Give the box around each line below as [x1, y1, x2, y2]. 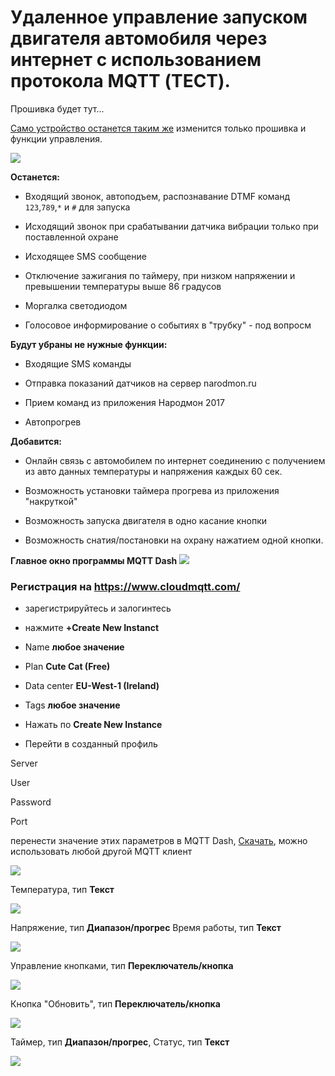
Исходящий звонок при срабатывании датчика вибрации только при [24, 220, 319, 232]
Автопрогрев [24, 416, 82, 428]
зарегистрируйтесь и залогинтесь [24, 602, 172, 615]
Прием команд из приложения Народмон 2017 [24, 396, 225, 408]
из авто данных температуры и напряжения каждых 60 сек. [24, 465, 283, 477]
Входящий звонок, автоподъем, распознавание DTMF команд [24, 190, 291, 202]
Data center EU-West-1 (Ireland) [24, 680, 160, 692]
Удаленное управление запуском [10, 6, 308, 29]
